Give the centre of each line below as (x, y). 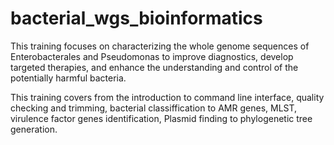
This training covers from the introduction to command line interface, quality (167, 97)
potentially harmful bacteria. (68, 78)
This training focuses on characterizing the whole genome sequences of (160, 46)
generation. (34, 129)
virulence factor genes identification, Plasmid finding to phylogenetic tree (161, 118)
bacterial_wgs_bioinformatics (136, 18)
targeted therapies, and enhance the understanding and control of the (154, 67)
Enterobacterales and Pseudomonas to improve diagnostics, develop (152, 56)
